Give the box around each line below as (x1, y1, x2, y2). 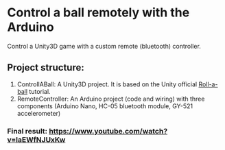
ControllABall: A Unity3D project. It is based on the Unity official (16, 80, 198, 88)
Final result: (7, 126, 48, 136)
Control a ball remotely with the (7, 5, 190, 21)
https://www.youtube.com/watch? (49, 126, 168, 136)
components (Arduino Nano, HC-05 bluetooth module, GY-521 (16, 101, 193, 110)
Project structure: (7, 62, 84, 73)
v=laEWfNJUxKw (7, 135, 66, 145)
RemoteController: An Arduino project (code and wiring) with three (16, 95, 205, 103)
